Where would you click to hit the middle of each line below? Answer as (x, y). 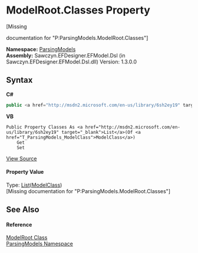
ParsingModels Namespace (40, 244)
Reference (19, 224)
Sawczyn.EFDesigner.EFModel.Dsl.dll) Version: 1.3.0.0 (72, 62)
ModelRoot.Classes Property (78, 10)
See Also (23, 210)
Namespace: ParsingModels (41, 49)
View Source (22, 158)
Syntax (19, 80)
